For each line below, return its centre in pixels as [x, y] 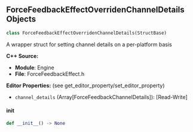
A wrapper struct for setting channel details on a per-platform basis [89, 44]
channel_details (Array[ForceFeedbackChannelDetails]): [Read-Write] [101, 97]
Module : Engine [35, 67]
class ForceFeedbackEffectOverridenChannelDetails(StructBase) [87, 33]
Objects [21, 19]
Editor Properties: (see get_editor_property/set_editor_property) [86, 85]
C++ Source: [22, 56]
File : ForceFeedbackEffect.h [50, 73]
